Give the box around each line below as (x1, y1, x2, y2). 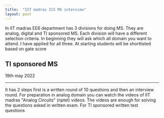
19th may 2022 (5, 73, 35, 79)
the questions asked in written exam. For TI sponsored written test (5, 102, 138, 108)
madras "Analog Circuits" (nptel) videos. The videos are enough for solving (5, 97, 156, 103)
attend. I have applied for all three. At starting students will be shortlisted (5, 40, 151, 46)
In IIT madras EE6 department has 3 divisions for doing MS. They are (5, 25, 143, 31)
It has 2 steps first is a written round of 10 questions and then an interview (5, 87, 154, 93)
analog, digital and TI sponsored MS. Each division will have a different (5, 30, 147, 36)
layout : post (5, 12, 32, 17)
